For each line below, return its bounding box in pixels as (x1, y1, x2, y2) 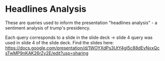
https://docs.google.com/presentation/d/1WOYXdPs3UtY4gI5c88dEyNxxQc (5, 45, 160, 51)
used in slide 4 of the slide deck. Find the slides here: (5, 39, 114, 45)
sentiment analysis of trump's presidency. (5, 25, 91, 30)
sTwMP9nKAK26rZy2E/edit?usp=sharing (5, 50, 89, 56)
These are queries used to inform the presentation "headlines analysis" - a (5, 20, 158, 26)
